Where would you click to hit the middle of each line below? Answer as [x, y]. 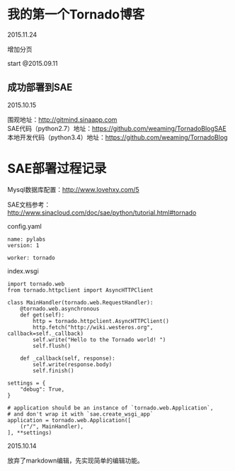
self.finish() [53, 370]
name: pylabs [27, 239]
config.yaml [25, 226]
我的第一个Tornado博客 [76, 15]
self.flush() [52, 346]
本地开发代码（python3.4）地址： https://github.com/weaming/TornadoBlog [117, 137]
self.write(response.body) [73, 364]
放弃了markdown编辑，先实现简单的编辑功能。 [75, 460]
